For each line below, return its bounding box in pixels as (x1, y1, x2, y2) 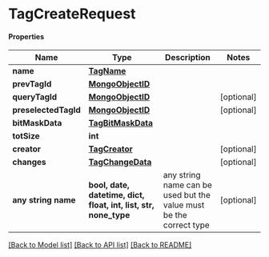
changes (12, 157, 46, 168)
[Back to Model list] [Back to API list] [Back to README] (8, 240, 192, 250)
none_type (88, 210, 130, 221)
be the (163, 210, 187, 221)
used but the (163, 190, 211, 201)
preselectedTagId (12, 105, 82, 116)
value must (163, 199, 205, 211)
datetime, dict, (88, 190, 145, 201)
